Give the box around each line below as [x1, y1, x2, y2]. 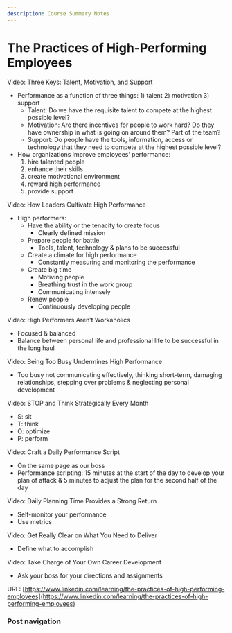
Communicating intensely [37, 287, 111, 295]
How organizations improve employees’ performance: [17, 150, 171, 158]
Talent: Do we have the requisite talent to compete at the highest [27, 105, 213, 114]
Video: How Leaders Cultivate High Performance [7, 200, 147, 209]
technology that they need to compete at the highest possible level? [27, 143, 222, 151]
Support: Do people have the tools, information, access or [27, 135, 193, 144]
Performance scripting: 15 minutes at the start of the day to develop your [17, 469, 225, 477]
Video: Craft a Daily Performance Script [7, 448, 120, 456]
